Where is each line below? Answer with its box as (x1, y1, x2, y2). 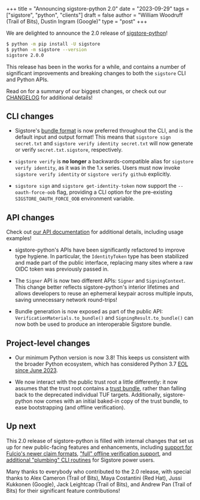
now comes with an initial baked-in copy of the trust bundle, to (34, 397, 189, 405)
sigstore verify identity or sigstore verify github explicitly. (14, 170, 172, 178)
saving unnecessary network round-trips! (14, 297, 118, 304)
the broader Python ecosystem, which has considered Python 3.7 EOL (14, 360, 189, 368)
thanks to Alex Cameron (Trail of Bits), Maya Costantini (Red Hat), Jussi (6, 474, 182, 481)
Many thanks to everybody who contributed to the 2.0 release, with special (6, 468, 192, 475)
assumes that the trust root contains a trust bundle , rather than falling (14, 385, 187, 392)
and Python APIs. (6, 76, 49, 83)
